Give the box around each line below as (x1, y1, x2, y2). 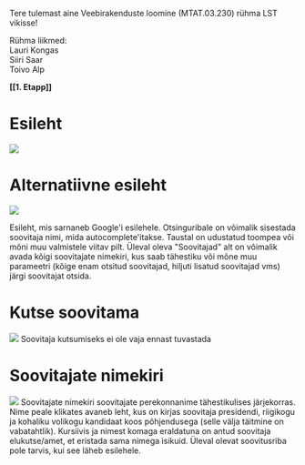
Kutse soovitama (9, 302, 140, 323)
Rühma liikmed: (9, 35, 67, 45)
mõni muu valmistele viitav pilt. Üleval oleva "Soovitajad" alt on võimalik (9, 241, 278, 252)
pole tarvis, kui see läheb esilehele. (9, 445, 141, 456)
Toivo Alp (9, 64, 46, 75)
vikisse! (9, 17, 38, 28)
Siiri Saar (9, 55, 44, 65)
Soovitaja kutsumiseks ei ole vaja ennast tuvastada (20, 333, 212, 344)
